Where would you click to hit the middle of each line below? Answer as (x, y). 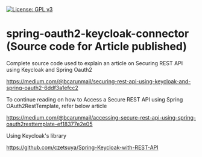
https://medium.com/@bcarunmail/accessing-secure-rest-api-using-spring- (101, 117)
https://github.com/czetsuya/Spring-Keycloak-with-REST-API (82, 147)
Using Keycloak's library (36, 135)
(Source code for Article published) (96, 47)
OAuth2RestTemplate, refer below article (57, 106)
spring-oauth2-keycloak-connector (98, 34)
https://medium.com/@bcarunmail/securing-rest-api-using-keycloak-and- (99, 81)
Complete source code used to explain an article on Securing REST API (95, 63)
